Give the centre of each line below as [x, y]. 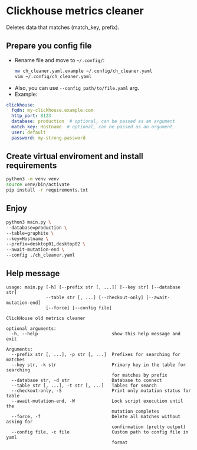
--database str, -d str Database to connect [87, 380]
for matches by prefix [139, 375]
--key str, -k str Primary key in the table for [98, 365]
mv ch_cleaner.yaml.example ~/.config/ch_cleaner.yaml [83, 71]
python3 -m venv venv [33, 179]
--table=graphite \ [30, 233]
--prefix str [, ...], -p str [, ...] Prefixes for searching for [96, 354]
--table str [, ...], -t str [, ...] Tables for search [84, 386]
